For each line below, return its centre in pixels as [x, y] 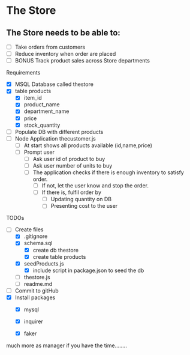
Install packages [35, 297]
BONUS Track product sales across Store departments [82, 61]
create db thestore [56, 250]
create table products [59, 256]
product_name [42, 105]
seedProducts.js [44, 263]
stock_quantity [42, 125]
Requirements [23, 73]
